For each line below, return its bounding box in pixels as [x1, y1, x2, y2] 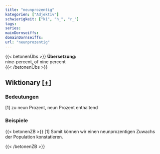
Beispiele [5, 117, 28, 124]
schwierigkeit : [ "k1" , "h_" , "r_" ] [5, 16, 79, 21]
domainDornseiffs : [5, 35, 43, 40]
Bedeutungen [5, 93, 39, 100]
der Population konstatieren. [5, 134, 63, 140]
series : [5, 26, 21, 31]
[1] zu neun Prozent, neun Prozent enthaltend [5, 105, 98, 111]
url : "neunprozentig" [5, 40, 50, 45]
